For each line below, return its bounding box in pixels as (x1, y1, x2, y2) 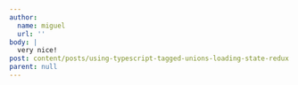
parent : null (9, 63, 58, 72)
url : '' (17, 29, 46, 38)
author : (9, 12, 38, 22)
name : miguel (17, 21, 66, 30)
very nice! (17, 46, 58, 55)
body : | (9, 37, 38, 47)
